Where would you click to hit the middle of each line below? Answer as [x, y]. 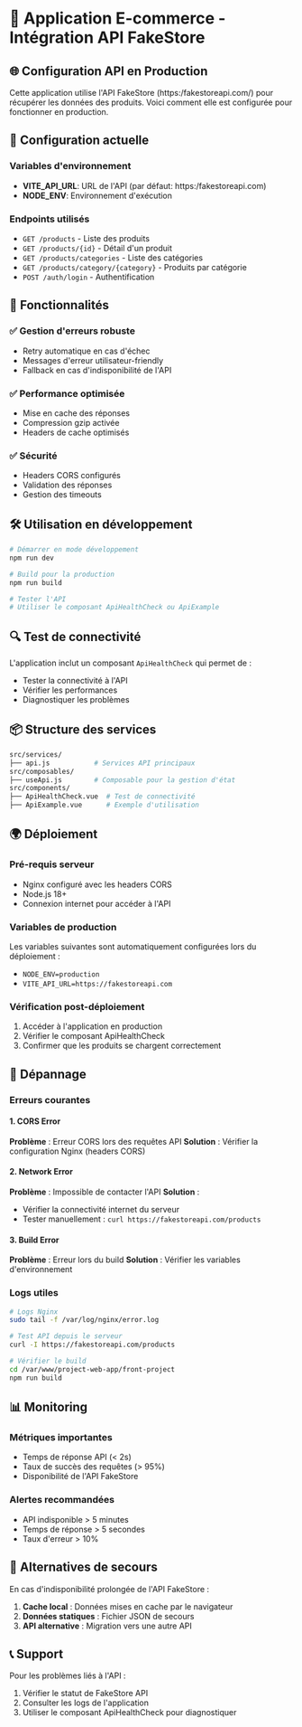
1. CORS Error [35, 1121]
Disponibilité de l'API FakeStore [80, 1477]
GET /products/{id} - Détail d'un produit [97, 248]
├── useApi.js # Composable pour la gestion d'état [123, 780]
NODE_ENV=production [61, 975]
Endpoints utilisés [50, 219]
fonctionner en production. [59, 112]
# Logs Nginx [34, 1312]
